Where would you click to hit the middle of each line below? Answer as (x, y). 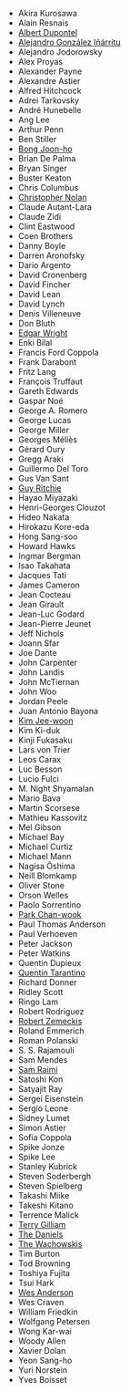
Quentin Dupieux (50, 963)
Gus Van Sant (44, 478)
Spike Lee (37, 1157)
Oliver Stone (41, 885)
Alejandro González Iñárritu (69, 42)
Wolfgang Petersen (54, 1321)
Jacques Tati (42, 575)
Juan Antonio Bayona (58, 711)
